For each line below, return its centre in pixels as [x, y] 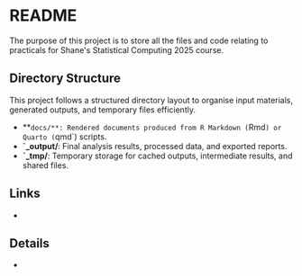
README [43, 16]
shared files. [46, 165]
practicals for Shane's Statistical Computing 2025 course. [116, 49]
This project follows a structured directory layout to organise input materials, [151, 100]
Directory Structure [65, 79]
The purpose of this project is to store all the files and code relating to [139, 40]
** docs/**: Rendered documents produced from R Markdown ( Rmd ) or [152, 127]
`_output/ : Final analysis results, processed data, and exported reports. [155, 146]
